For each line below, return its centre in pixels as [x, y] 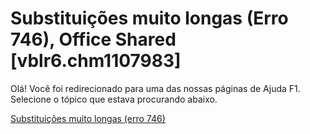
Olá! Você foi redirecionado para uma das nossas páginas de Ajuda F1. [155, 88]
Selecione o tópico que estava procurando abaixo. [114, 99]
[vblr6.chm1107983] [96, 61]
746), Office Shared [93, 39]
